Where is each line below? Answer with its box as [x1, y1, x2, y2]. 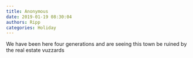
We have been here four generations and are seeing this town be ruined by [6, 41, 187, 48]
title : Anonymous [6, 8, 49, 14]
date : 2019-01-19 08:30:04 [6, 14, 72, 20]
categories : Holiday [6, 24, 57, 31]
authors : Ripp [6, 19, 41, 25]
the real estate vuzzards [6, 47, 65, 54]
